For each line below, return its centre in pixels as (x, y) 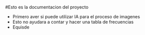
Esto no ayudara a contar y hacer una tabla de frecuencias (73, 22)
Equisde (21, 27)
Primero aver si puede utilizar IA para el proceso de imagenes (76, 17)
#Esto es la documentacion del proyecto (47, 7)
